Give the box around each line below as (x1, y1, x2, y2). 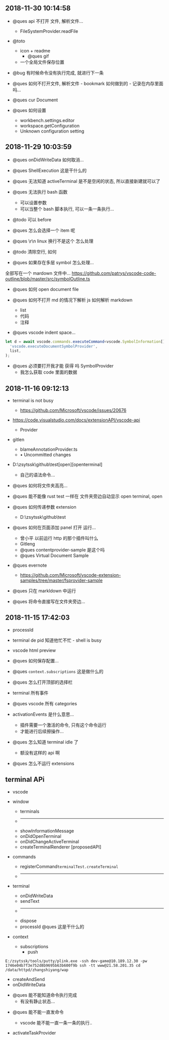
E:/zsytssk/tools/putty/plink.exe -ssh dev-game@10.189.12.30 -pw (5, 958, 147, 963)
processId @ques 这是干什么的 (20, 924, 84, 930)
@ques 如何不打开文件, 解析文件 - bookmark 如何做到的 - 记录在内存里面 (12, 80, 163, 86)
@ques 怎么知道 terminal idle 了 (12, 739, 79, 745)
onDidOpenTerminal (20, 833, 61, 839)
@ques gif (27, 53, 49, 59)
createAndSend (12, 976, 45, 982)
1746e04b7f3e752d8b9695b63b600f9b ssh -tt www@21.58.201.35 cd (5, 963, 141, 968)
